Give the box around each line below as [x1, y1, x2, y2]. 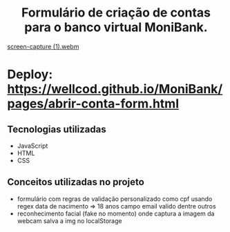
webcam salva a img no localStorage [17, 216, 122, 225]
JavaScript [17, 142, 48, 150]
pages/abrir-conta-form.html [7, 96, 180, 112]
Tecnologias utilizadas [7, 123, 106, 135]
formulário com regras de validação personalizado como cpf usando [17, 195, 213, 203]
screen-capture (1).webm [7, 42, 79, 50]
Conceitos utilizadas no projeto [7, 176, 145, 188]
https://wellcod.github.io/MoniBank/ [7, 81, 223, 97]
